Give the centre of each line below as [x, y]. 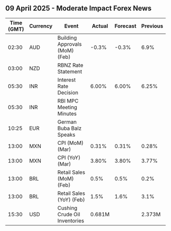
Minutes [67, 113]
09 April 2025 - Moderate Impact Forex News [78, 8]
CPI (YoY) [69, 158]
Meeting [67, 107]
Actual [100, 26]
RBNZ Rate [70, 65]
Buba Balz [69, 128]
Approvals [69, 44]
